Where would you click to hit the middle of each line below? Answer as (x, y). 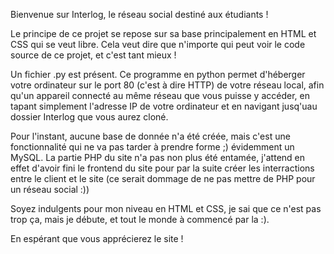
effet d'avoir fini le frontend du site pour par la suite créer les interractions (162, 168)
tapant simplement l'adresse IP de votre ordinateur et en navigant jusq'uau (164, 106)
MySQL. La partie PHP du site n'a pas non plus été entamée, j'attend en (158, 157)
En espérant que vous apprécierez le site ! (97, 238)
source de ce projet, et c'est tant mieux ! (93, 55)
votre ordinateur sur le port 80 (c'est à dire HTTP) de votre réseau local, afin (167, 85)
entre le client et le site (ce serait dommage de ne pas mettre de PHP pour (163, 178)
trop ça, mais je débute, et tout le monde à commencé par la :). (140, 219)
